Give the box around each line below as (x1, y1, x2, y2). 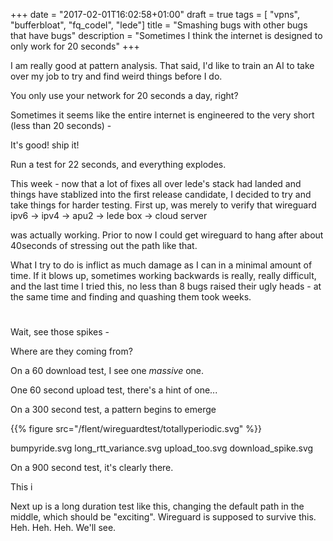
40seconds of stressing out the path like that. (10, 240, 198, 251)
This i (10, 481, 33, 493)
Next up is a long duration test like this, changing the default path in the (10, 500, 305, 513)
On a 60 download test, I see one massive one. (10, 365, 205, 377)
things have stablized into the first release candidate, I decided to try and (10, 189, 312, 200)
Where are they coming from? (10, 345, 133, 358)
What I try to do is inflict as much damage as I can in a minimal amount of (10, 259, 313, 271)
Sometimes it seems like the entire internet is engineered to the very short (10, 109, 315, 121)
